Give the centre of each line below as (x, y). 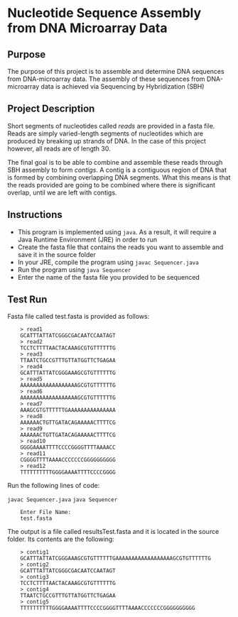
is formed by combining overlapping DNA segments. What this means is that (119, 177)
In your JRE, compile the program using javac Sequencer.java (108, 262)
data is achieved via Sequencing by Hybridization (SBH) (123, 86)
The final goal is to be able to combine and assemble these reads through (115, 162)
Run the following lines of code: (54, 486)
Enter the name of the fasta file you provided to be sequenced (109, 277)
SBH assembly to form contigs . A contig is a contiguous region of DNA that (117, 170)
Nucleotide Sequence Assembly (104, 13)
